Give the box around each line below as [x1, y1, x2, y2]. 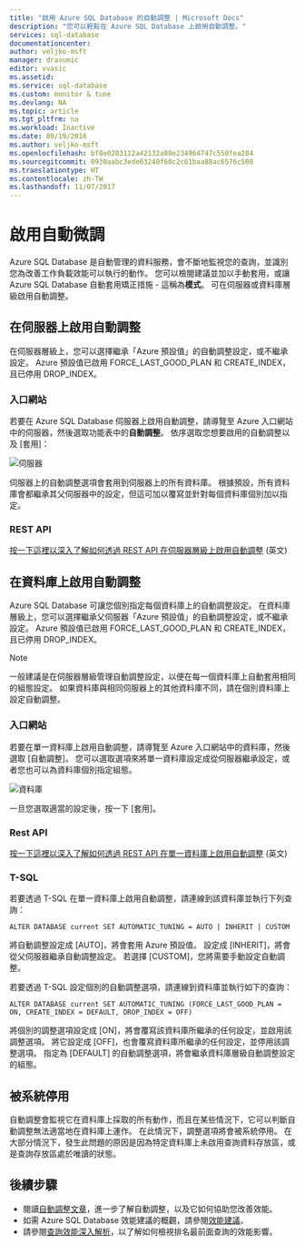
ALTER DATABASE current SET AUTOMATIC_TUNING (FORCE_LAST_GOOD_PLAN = [9, 1000, 282, 1009]
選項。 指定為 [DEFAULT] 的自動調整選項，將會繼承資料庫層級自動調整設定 [16, 1048, 295, 1058]
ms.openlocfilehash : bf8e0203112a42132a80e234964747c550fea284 [9, 148, 254, 157]
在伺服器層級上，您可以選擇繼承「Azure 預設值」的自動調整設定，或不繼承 [9, 345, 289, 356]
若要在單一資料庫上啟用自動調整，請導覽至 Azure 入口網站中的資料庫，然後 [9, 741, 290, 752]
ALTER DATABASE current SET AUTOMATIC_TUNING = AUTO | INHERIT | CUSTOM [9, 923, 290, 932]
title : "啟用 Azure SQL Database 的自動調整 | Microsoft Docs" [9, 13, 244, 23]
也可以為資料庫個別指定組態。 [25, 764, 137, 774]
